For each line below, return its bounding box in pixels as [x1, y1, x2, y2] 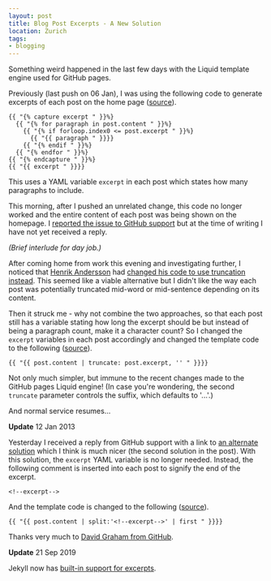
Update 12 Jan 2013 [8, 422, 75, 432]
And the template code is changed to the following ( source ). [8, 502, 209, 512]
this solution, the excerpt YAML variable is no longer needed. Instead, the [8, 455, 254, 465]
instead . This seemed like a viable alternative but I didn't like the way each [8, 276, 257, 286]
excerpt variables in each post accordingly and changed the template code [8, 334, 260, 345]
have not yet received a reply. [8, 227, 108, 237]
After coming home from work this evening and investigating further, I [8, 259, 241, 269]
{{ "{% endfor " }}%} [15, 148, 89, 157]
